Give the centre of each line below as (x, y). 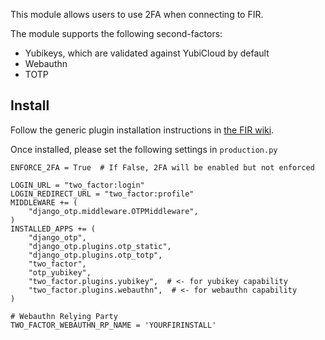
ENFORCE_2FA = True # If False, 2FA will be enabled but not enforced (162, 167)
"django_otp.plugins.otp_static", (100, 246)
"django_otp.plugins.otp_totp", (95, 255)
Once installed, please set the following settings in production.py (144, 149)
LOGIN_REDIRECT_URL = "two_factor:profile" (102, 194)
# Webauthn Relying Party (64, 316)
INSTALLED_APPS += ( (53, 229)
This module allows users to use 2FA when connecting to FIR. (137, 14)
